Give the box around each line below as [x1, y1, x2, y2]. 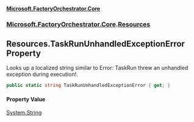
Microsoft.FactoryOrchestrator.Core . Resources [6, 20, 151, 29]
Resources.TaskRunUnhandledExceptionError [6, 38, 185, 49]
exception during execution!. [6, 70, 78, 78]
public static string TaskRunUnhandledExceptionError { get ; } [6, 83, 171, 89]
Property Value [6, 95, 46, 103]
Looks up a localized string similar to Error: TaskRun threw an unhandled [6, 64, 189, 72]
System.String [6, 109, 42, 117]
